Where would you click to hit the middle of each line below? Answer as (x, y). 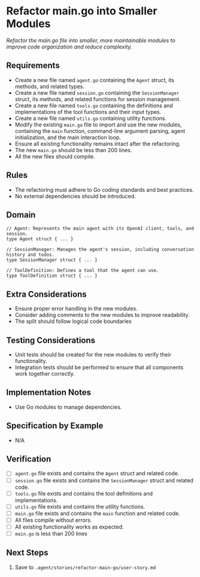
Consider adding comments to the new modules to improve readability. (102, 315)
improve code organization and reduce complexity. (69, 47)
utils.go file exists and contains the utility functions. (80, 506)
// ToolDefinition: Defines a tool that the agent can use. (83, 271)
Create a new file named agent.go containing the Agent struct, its (95, 80)
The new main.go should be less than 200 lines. (73, 150)
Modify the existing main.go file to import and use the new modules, (98, 125)
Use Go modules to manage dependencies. (68, 407)
